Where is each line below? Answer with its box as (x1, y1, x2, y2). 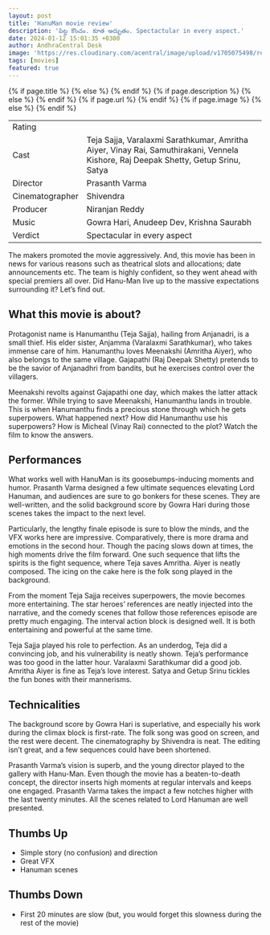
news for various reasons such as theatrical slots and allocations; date (8, 259, 242, 268)
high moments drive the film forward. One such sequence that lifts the (8, 549, 240, 559)
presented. (8, 803, 44, 813)
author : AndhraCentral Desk (8, 42, 103, 50)
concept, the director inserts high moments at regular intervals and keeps (8, 778, 252, 787)
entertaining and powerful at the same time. (8, 625, 153, 635)
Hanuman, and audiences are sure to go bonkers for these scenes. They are (8, 492, 261, 501)
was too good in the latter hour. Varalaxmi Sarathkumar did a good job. (8, 658, 243, 668)
